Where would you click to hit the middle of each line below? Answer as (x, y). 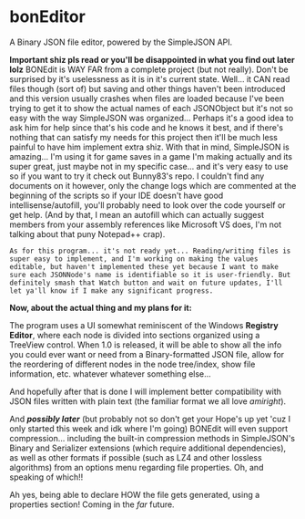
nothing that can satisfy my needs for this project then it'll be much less (144, 137)
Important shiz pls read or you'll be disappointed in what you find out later (152, 59)
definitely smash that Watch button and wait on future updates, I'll (146, 283)
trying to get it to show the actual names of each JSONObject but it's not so (152, 108)
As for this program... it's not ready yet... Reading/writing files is (150, 251)
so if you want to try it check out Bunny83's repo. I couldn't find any (137, 176)
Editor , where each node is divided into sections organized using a (135, 335)
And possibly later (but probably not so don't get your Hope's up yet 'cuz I (150, 419)
